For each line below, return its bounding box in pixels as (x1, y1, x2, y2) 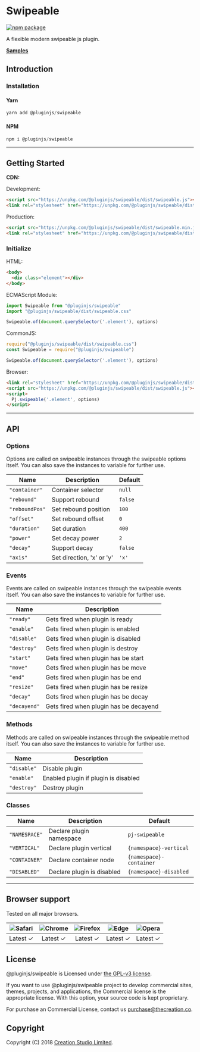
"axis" (9, 554, 28, 561)
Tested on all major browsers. (6, 910, 79, 917)
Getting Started (6, 158, 65, 168)
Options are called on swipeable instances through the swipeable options (6, 455, 186, 462)
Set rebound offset (51, 515, 104, 523)
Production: (6, 213, 35, 220)
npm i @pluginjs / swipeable (6, 136, 73, 142)
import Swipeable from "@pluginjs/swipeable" (6, 302, 121, 309)
